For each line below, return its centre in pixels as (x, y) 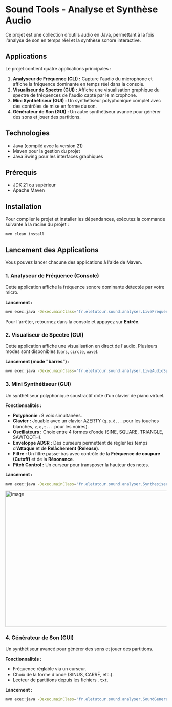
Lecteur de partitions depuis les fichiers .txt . (60, 680)
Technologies (28, 133)
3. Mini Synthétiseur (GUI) (38, 384)
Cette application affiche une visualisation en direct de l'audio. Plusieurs (81, 346)
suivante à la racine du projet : (37, 224)
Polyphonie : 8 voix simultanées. (47, 415)
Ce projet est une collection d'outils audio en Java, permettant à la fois (80, 34)
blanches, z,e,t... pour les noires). (51, 426)
